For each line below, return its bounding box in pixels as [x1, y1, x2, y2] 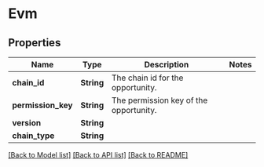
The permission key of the [111, 95, 208, 106]
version [12, 118, 42, 128]
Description [144, 60, 189, 70]
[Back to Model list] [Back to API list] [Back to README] [8, 151, 189, 159]
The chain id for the [111, 72, 184, 83]
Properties [8, 36, 61, 49]
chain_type [12, 130, 55, 141]
